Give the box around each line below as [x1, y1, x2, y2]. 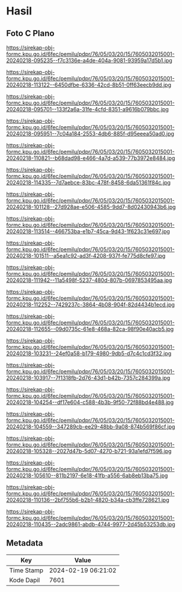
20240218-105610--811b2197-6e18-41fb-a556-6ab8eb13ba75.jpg [6, 472, 168, 479]
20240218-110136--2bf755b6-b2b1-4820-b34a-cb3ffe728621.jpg [6, 496, 169, 503]
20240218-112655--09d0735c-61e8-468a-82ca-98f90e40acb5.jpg [6, 326, 174, 332]
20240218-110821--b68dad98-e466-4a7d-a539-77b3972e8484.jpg [6, 154, 175, 162]
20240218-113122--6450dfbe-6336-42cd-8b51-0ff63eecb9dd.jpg [6, 81, 172, 88]
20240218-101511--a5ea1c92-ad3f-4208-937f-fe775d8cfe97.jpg [6, 252, 166, 259]
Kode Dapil [9, 576, 40, 584]
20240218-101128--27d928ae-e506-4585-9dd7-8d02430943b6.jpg [6, 203, 176, 210]
